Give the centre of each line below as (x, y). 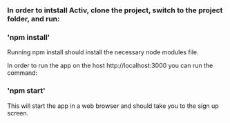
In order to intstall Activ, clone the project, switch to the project (115, 10)
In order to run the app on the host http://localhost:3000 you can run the (110, 66)
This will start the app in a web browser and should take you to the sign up (113, 106)
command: (22, 73)
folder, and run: (33, 19)
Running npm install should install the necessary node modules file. (103, 52)
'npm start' (27, 91)
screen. (18, 113)
